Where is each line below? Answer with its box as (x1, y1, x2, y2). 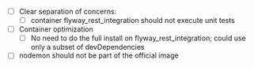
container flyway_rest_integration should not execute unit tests (30, 16, 235, 25)
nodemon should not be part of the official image (18, 51, 179, 60)
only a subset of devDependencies (30, 43, 145, 52)
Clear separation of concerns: (18, 7, 117, 16)
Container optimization (18, 25, 94, 34)
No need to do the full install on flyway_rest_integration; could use (30, 33, 246, 43)
